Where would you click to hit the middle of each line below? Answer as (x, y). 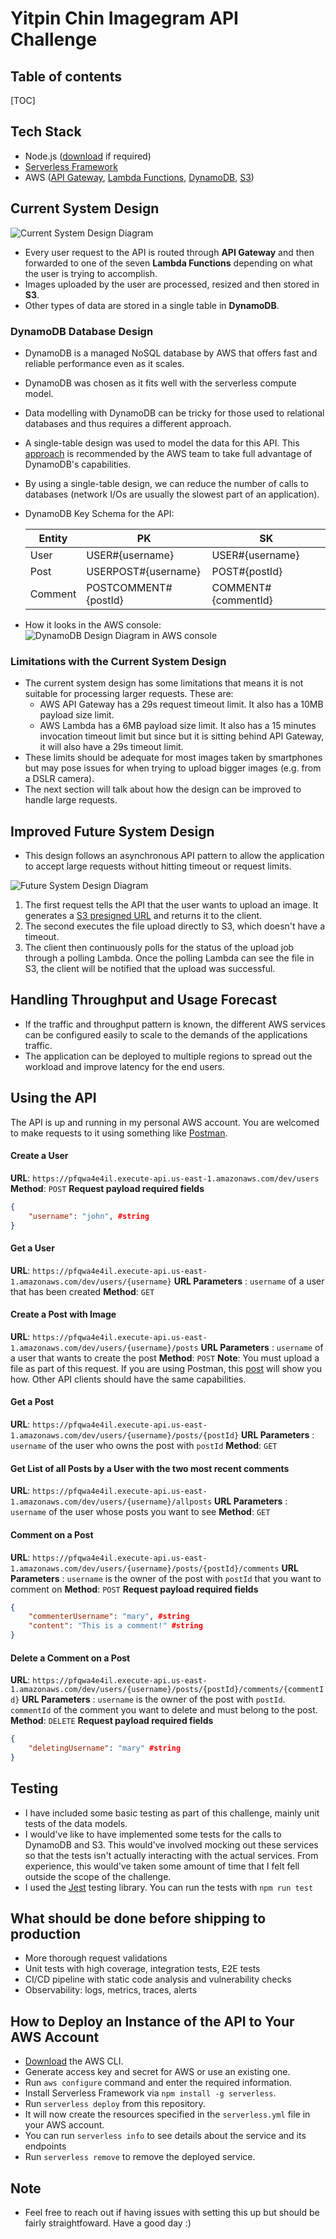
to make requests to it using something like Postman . (119, 1133)
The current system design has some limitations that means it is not (164, 683)
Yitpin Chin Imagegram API (124, 18)
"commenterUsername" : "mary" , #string (109, 1617)
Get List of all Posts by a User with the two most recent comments (150, 1468)
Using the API (53, 1098)
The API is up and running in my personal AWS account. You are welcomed (165, 1122)
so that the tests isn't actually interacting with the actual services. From (171, 1855)
